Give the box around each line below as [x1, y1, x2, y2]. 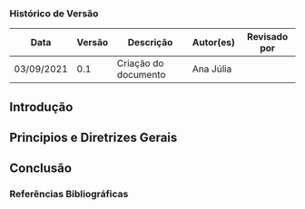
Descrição [127, 36, 173, 49]
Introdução [9, 99, 74, 115]
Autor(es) [192, 36, 236, 49]
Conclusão [9, 161, 73, 176]
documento [116, 69, 166, 81]
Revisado [246, 31, 289, 43]
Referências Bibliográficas [9, 188, 129, 201]
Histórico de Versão [9, 7, 99, 20]
